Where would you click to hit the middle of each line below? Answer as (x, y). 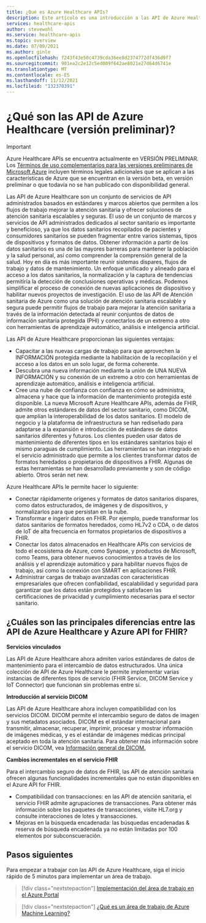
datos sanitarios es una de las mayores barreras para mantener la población (102, 249)
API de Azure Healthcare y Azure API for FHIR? (97, 632)
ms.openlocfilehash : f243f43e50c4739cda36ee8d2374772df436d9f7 (89, 58)
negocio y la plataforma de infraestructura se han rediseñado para (99, 423)
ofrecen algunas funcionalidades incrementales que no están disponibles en (103, 778)
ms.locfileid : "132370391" (41, 87)
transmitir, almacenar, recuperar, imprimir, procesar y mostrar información (100, 728)
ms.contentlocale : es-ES (38, 75)
